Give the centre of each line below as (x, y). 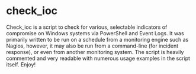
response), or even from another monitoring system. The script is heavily (95, 52)
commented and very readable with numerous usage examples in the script (98, 58)
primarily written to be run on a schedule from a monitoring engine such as (97, 39)
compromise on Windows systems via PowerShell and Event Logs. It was (95, 33)
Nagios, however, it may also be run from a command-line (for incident (92, 46)
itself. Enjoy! (21, 64)
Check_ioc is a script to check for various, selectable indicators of (87, 27)
